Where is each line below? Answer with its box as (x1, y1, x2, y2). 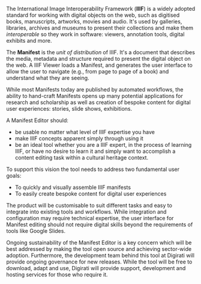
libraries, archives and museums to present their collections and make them (6, 24, 194, 31)
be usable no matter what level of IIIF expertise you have (14, 129, 155, 135)
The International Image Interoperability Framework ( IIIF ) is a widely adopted (6, 5, 196, 12)
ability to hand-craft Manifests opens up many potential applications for (6, 93, 183, 99)
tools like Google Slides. (6, 227, 66, 234)
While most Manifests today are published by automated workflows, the (6, 86, 184, 93)
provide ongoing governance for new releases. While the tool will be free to (6, 258, 193, 265)
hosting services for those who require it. (6, 271, 108, 278)
